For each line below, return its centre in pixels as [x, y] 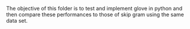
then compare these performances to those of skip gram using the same [95, 14]
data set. [17, 21]
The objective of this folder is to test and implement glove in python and [94, 8]
